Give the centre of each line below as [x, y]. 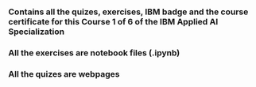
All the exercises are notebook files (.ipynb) [94, 52]
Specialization [37, 32]
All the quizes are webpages [64, 74]
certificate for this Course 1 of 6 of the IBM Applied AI [113, 21]
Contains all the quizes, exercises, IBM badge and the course [128, 12]
